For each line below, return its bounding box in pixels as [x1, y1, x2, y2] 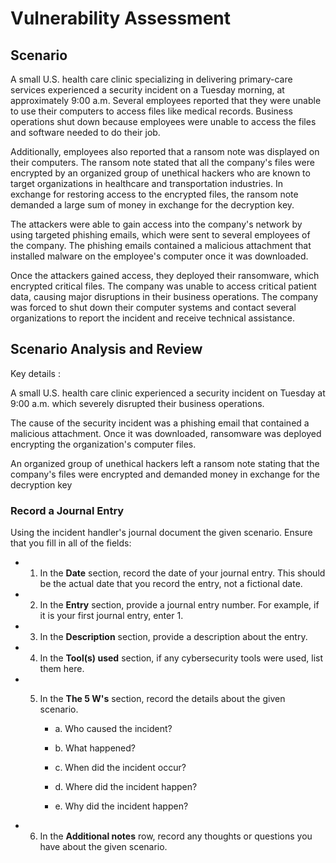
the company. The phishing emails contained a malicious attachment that [10, 240, 312, 251]
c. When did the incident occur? [54, 762, 187, 774]
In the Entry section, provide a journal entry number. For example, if [39, 599, 320, 611]
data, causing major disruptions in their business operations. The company [10, 291, 319, 302]
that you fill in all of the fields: [10, 537, 132, 549]
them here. [39, 663, 85, 675]
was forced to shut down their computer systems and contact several [10, 302, 297, 313]
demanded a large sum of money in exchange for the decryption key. [10, 199, 295, 211]
